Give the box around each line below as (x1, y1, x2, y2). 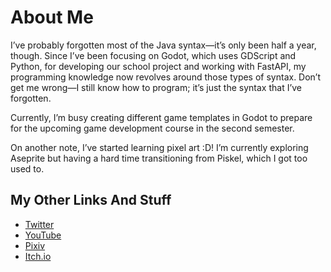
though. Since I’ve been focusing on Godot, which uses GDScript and (10, 49, 297, 61)
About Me (10, 6, 94, 29)
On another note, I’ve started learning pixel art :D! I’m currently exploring (10, 141, 309, 153)
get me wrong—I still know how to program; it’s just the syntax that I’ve (10, 81, 303, 93)
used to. (10, 162, 45, 175)
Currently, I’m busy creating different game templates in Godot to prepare (10, 111, 313, 123)
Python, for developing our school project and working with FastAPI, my (10, 60, 307, 72)
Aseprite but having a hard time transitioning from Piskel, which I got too (10, 152, 308, 164)
